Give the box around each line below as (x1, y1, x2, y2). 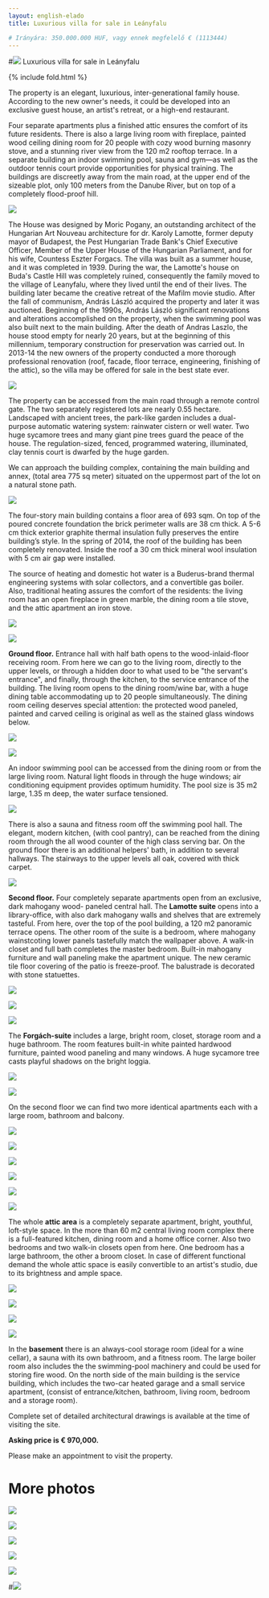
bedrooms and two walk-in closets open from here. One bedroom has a (8, 1243, 245, 1253)
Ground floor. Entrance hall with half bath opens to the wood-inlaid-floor (8, 649, 249, 659)
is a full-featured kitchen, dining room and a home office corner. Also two (8, 1234, 251, 1244)
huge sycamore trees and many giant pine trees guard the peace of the (8, 430, 244, 440)
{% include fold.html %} (8, 72, 88, 82)
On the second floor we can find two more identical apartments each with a (8, 1102, 259, 1112)
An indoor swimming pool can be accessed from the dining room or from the (8, 763, 262, 773)
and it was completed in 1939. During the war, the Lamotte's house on (8, 262, 239, 272)
